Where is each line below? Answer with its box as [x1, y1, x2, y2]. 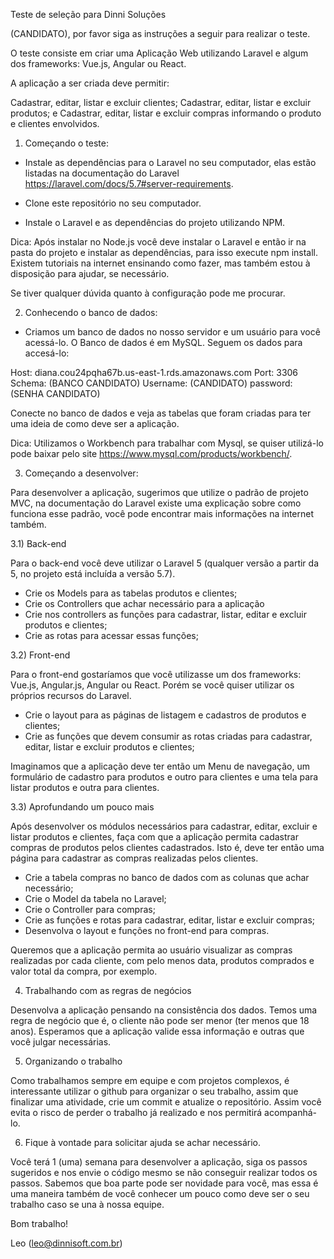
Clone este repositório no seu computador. [24, 197, 202, 209]
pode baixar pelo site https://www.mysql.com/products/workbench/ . [10, 448, 293, 459]
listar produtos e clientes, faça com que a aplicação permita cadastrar [10, 831, 299, 843]
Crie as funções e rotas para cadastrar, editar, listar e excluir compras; [24, 914, 316, 926]
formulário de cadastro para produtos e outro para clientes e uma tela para [10, 771, 319, 783]
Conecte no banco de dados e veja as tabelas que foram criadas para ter [10, 407, 312, 419]
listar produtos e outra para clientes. [10, 782, 160, 793]
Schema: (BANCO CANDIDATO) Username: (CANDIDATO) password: [10, 377, 293, 389]
